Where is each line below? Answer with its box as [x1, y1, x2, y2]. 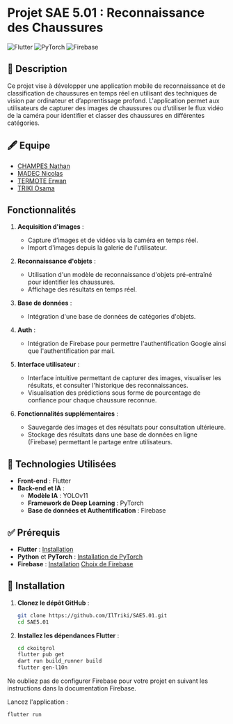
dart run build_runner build [17, 658, 102, 665]
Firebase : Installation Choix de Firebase [17, 560, 134, 568]
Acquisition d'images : [17, 223, 84, 231]
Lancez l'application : [7, 697, 68, 706]
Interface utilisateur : [17, 361, 80, 369]
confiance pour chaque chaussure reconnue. [27, 396, 157, 405]
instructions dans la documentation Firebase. [7, 684, 137, 693]
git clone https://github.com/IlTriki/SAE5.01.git [17, 612, 168, 619]
